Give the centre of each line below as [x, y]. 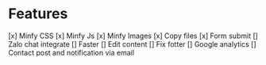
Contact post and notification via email [71, 52]
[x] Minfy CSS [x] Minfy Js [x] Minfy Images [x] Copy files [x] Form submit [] [133, 36]
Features [38, 14]
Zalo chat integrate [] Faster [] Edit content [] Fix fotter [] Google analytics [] [132, 44]
